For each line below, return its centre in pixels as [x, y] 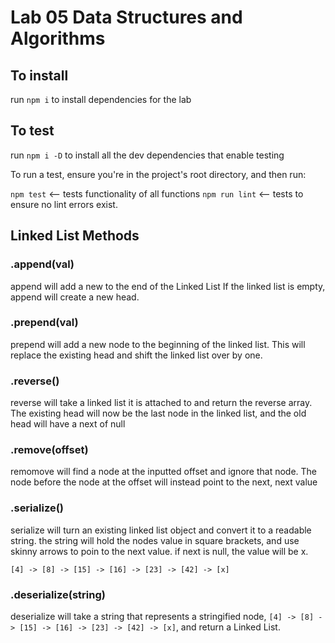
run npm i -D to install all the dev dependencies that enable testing [147, 155]
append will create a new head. [75, 297]
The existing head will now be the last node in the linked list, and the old [158, 413]
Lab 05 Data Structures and [126, 17]
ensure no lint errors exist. [64, 204]
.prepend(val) [44, 323]
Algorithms [58, 38]
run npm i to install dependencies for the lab [101, 99]
